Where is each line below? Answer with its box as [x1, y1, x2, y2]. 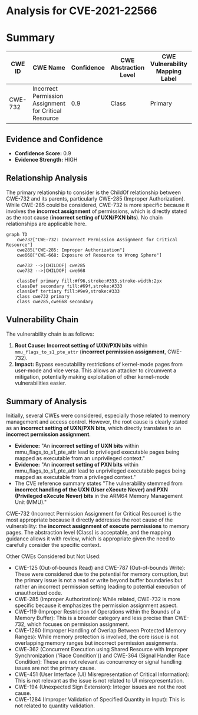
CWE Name [32, 64, 66, 72]
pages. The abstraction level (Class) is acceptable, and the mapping [6, 529, 172, 536]
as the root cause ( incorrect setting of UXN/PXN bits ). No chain [6, 214, 163, 221]
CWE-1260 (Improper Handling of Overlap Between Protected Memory [14, 627, 187, 634]
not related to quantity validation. [14, 702, 95, 709]
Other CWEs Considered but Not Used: [6, 553, 101, 560]
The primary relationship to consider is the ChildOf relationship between [6, 189, 181, 196]
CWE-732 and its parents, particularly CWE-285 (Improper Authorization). [6, 195, 186, 202]
